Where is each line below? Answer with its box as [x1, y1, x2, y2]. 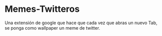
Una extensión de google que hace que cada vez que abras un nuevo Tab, [4, 20, 158, 26]
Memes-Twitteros [4, 3, 80, 15]
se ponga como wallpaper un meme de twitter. [4, 25, 100, 31]
